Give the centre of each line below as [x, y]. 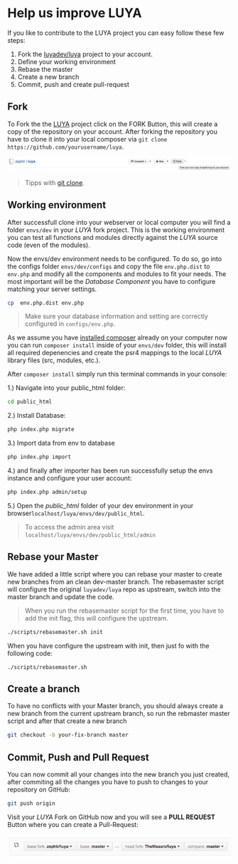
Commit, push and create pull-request [73, 84]
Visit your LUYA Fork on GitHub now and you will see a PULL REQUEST [111, 817]
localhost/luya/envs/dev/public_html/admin [90, 535]
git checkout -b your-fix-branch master [68, 735]
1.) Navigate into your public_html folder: [66, 388]
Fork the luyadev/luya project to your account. [85, 54]
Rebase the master [45, 69]
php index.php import [39, 457]
